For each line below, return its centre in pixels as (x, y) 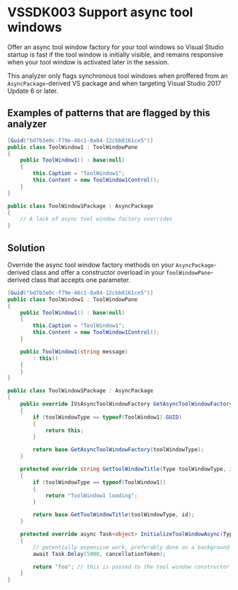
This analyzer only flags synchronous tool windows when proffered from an (118, 76)
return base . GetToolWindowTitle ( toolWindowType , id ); (114, 515)
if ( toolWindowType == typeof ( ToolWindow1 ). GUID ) (107, 417)
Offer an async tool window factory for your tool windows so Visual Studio (116, 47)
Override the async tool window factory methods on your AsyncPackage (111, 265)
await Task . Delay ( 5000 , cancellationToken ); (100, 554)
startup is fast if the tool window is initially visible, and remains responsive (115, 55)
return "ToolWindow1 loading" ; (91, 495)
